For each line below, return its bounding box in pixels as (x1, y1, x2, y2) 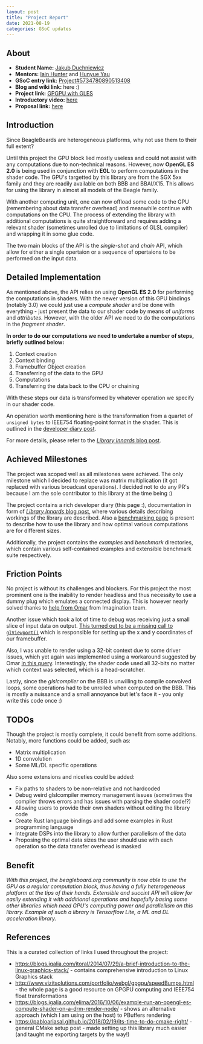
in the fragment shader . (6, 320, 65, 327)
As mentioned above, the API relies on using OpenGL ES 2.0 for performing (6, 288, 195, 295)
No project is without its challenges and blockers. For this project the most (6, 585, 192, 592)
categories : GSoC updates (6, 25, 71, 32)
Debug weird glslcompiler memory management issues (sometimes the (14, 791, 193, 799)
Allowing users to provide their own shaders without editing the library (14, 804, 190, 811)
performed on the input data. (6, 254, 79, 262)
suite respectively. (6, 551, 52, 559)
